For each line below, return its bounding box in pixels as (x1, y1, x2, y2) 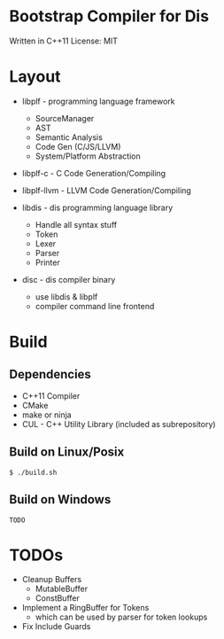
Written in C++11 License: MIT (9, 35, 118, 46)
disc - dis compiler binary (21, 274, 116, 284)
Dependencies (9, 367, 91, 382)
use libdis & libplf (35, 291, 98, 302)
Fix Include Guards (21, 621, 91, 632)
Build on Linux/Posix (9, 445, 125, 460)
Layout (9, 66, 61, 87)
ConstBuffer (35, 593, 80, 604)
